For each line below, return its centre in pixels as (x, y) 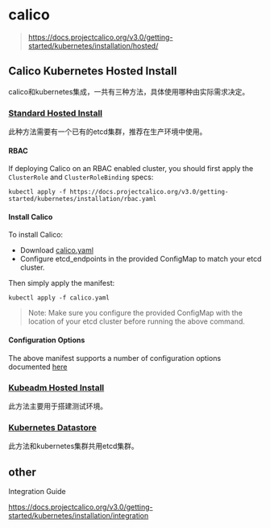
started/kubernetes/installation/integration (79, 516)
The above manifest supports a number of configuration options (115, 358)
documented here (38, 367)
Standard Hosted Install (56, 113)
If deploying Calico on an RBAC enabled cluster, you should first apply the (131, 169)
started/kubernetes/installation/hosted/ (93, 45)
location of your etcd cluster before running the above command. (137, 321)
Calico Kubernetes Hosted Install (93, 71)
